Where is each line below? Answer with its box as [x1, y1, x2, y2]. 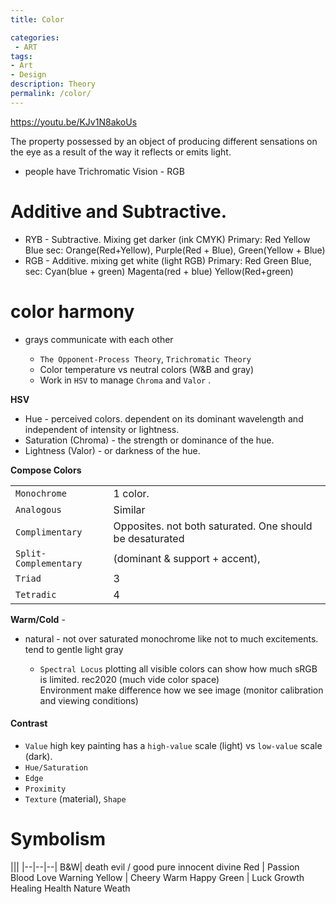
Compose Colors [10, 464, 82, 476]
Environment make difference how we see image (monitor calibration [39, 684, 324, 696]
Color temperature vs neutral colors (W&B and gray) [39, 363, 255, 375]
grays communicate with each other [24, 333, 174, 345]
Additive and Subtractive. [10, 200, 228, 223]
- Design [10, 70, 47, 80]
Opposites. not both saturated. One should [113, 519, 313, 533]
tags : [10, 51, 33, 61]
